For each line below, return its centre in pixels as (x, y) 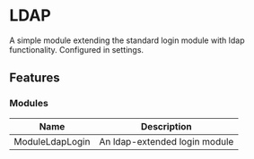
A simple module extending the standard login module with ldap (127, 40)
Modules (29, 104)
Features (35, 78)
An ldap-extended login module (166, 141)
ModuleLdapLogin (52, 141)
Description (166, 126)
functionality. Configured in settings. (77, 49)
